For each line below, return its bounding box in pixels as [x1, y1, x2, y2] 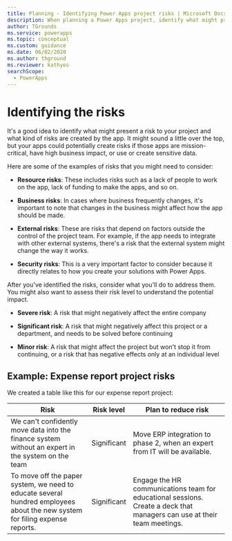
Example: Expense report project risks [7, 370, 175, 382]
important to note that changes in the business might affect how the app [17, 204, 223, 212]
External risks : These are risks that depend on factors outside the [17, 225, 206, 233]
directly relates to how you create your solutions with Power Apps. [17, 267, 206, 276]
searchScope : [7, 68, 45, 75]
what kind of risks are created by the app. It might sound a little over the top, [7, 134, 225, 142]
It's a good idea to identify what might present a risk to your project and [7, 127, 211, 135]
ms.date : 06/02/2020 [7, 49, 67, 56]
